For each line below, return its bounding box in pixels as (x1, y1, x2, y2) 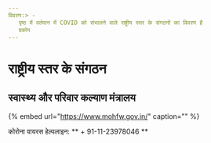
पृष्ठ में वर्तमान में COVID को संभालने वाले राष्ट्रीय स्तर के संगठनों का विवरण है (18, 19, 203, 27)
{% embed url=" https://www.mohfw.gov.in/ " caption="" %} (8, 112, 200, 121)
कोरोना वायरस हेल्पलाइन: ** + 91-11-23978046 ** (8, 127, 149, 137)
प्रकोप (18, 26, 31, 34)
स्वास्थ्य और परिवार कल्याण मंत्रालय (8, 91, 136, 104)
